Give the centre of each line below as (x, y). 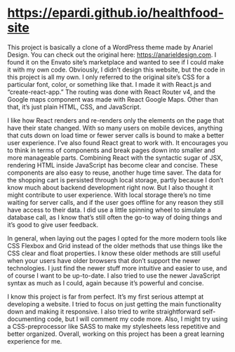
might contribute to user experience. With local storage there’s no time (109, 195)
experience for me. (35, 341)
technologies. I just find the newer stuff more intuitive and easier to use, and (117, 268)
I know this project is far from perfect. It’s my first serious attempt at (106, 297)
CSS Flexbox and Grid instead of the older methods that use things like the (115, 245)
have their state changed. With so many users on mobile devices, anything (115, 128)
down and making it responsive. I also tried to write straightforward (104, 311)
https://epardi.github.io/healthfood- (116, 13)
